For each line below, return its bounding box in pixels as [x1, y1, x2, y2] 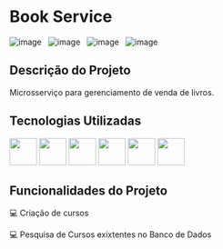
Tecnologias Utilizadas [9, 114, 142, 129]
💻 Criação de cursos [9, 207, 89, 219]
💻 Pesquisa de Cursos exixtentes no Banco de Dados [9, 229, 212, 240]
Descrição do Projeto [9, 63, 131, 78]
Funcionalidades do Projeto [9, 183, 168, 198]
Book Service [9, 6, 113, 27]
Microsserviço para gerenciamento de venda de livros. [9, 86, 215, 97]
